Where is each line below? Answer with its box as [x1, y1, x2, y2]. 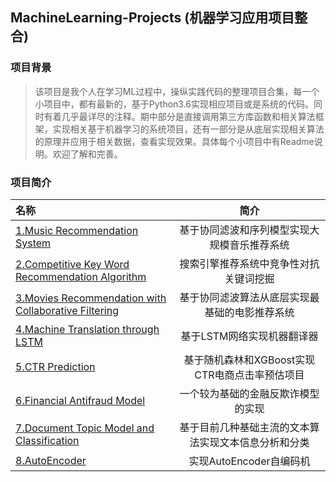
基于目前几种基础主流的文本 [179, 420, 310, 434]
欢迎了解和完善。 [52, 148, 123, 160]
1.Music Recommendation [15, 223, 139, 237]
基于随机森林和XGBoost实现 [183, 353, 316, 367]
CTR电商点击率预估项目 [194, 368, 305, 382]
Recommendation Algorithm [15, 269, 147, 283]
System [15, 236, 52, 250]
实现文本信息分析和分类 [199, 435, 310, 449]
